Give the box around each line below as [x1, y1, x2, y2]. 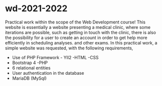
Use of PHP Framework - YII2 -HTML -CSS [12, 54, 99, 60]
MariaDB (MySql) [12, 75, 47, 81]
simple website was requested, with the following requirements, [5, 45, 133, 51]
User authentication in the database [12, 70, 84, 76]
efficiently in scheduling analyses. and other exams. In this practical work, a [5, 40, 158, 45]
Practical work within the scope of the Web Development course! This [5, 19, 145, 25]
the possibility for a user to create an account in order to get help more [5, 35, 147, 41]
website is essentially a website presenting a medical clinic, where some [5, 24, 151, 30]
